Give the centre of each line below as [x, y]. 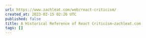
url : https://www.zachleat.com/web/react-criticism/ [61, 10]
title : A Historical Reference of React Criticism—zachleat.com [73, 23]
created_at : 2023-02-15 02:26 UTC [41, 14]
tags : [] [14, 28]
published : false [23, 19]
